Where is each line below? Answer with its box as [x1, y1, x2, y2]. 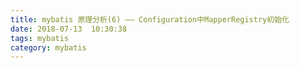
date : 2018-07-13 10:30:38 [10, 24, 128, 34]
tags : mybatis [10, 33, 70, 43]
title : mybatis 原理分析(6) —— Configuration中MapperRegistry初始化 [10, 14, 290, 25]
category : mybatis [10, 42, 87, 53]
